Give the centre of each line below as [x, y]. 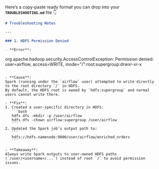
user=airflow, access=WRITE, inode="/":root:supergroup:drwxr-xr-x [73, 64]
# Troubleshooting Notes [30, 23]
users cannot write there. [33, 94]
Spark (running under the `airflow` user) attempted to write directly [79, 82]
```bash [19, 112]
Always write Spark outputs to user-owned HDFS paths [61, 154]
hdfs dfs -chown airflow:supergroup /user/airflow [64, 120]
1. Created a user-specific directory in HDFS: [55, 107]
